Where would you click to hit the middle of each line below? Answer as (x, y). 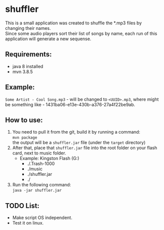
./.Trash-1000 (41, 164)
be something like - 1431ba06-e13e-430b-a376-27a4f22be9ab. (70, 104)
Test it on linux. (28, 223)
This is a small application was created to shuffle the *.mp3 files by (74, 23)
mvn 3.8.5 (23, 72)
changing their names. (28, 28)
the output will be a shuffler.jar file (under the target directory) (79, 143)
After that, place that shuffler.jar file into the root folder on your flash (85, 148)
